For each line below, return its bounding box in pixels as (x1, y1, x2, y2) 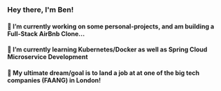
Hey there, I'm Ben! (7, 5, 74, 15)
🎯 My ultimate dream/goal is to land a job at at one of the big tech (7, 68, 200, 77)
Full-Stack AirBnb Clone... (7, 29, 85, 38)
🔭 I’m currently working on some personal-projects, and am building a (7, 22, 215, 31)
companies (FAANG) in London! (7, 76, 101, 84)
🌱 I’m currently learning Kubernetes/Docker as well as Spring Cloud (7, 45, 208, 53)
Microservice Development (7, 53, 89, 61)
